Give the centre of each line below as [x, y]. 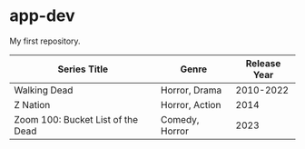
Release [263, 63]
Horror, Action [191, 104]
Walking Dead [44, 90]
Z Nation [32, 104]
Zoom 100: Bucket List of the [76, 119]
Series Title [83, 69]
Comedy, [180, 119]
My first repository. [45, 41]
